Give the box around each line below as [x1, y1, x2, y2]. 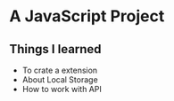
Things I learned [9, 42, 102, 57]
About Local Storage [21, 74, 98, 85]
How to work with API [21, 84, 103, 94]
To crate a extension [21, 65, 98, 75]
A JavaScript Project [9, 6, 165, 27]
